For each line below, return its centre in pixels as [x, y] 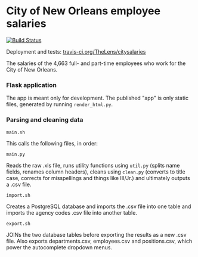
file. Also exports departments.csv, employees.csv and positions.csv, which [99, 241]
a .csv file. [19, 184]
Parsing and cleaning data [45, 120]
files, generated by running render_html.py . [60, 104]
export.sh [18, 224]
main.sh [16, 132]
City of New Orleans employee [83, 11]
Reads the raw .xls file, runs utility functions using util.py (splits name [93, 165]
